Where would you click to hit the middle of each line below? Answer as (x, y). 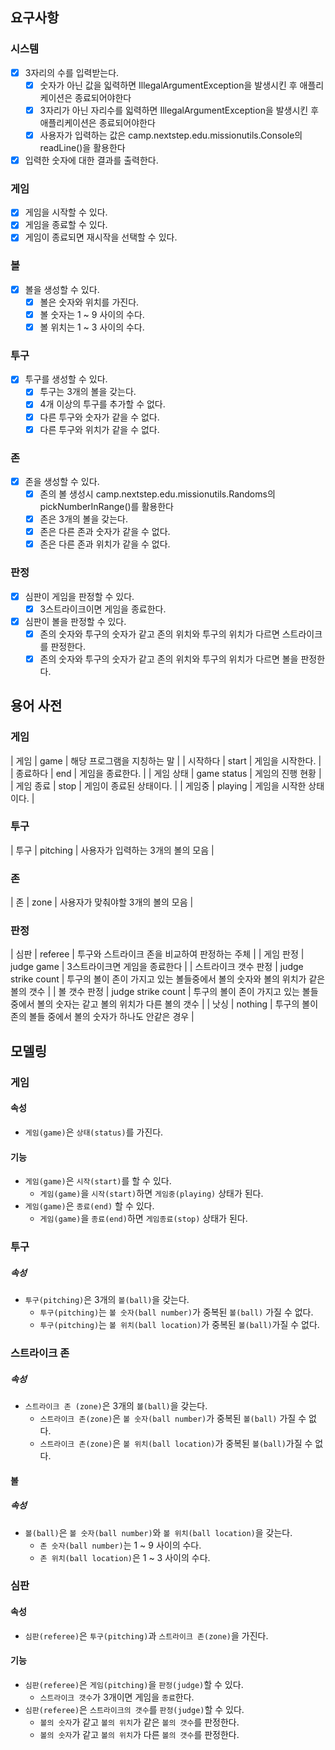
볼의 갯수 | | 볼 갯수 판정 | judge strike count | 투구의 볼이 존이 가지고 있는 (155, 992)
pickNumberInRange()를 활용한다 (106, 507)
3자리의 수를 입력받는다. (72, 72)
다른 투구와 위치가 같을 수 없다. (99, 429)
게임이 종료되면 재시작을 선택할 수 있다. (101, 237)
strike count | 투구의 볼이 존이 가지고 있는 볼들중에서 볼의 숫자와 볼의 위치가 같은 (168, 979)
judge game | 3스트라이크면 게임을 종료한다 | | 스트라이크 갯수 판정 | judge (157, 967)
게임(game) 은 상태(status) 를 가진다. (94, 1132)
